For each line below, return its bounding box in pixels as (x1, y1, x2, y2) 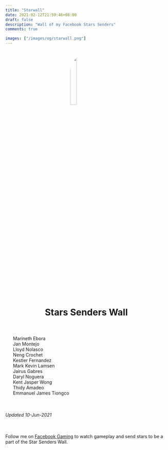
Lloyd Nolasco (12, 346, 44, 352)
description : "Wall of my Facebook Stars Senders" (5, 22, 116, 27)
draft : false (5, 17, 33, 22)
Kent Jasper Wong (12, 379, 52, 385)
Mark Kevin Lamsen (12, 363, 55, 369)
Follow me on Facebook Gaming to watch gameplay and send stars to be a (5, 433, 163, 439)
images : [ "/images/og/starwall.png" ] (5, 36, 86, 41)
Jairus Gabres (12, 368, 43, 374)
